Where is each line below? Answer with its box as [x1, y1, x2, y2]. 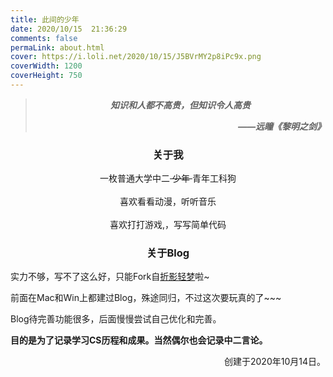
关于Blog [146, 246, 190, 260]
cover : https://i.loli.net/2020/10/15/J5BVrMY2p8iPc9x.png [10, 52, 262, 62]
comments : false [10, 33, 78, 43]
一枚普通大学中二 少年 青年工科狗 [99, 172, 237, 185]
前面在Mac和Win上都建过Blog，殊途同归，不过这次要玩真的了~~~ [10, 292, 282, 304]
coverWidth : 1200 [10, 61, 83, 71]
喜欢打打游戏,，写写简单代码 [109, 219, 227, 231]
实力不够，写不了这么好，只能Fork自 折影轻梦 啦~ [10, 271, 210, 283]
